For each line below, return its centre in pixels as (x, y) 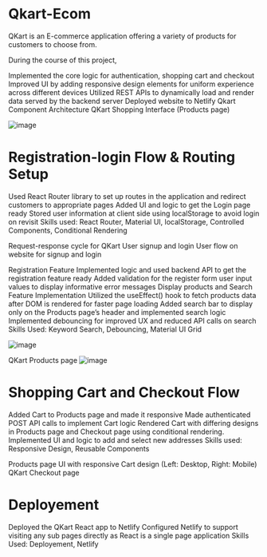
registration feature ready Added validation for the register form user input (130, 278)
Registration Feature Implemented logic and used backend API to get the (128, 269)
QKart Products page (43, 360)
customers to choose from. (53, 44)
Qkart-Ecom (50, 14)
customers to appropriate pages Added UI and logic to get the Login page (130, 205)
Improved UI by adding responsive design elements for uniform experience (132, 84)
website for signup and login (55, 254)
